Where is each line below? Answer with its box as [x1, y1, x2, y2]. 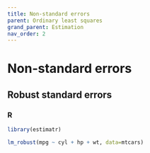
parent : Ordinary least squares [7, 17, 103, 24]
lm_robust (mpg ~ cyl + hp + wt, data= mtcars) [7, 139, 144, 146]
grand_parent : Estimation [7, 23, 83, 30]
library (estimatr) [7, 126, 62, 133]
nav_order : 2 [7, 30, 46, 38]
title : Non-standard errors [7, 10, 91, 18]
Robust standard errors [7, 89, 112, 101]
